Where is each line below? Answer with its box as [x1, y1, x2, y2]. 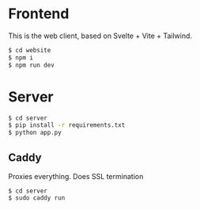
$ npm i [8, 53, 34, 62]
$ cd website [8, 46, 51, 54]
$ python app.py [8, 128, 62, 137]
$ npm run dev [8, 61, 55, 69]
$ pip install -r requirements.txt [8, 121, 126, 129]
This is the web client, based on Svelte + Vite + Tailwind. [8, 31, 192, 40]
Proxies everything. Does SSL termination [8, 171, 144, 181]
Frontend [8, 5, 70, 23]
